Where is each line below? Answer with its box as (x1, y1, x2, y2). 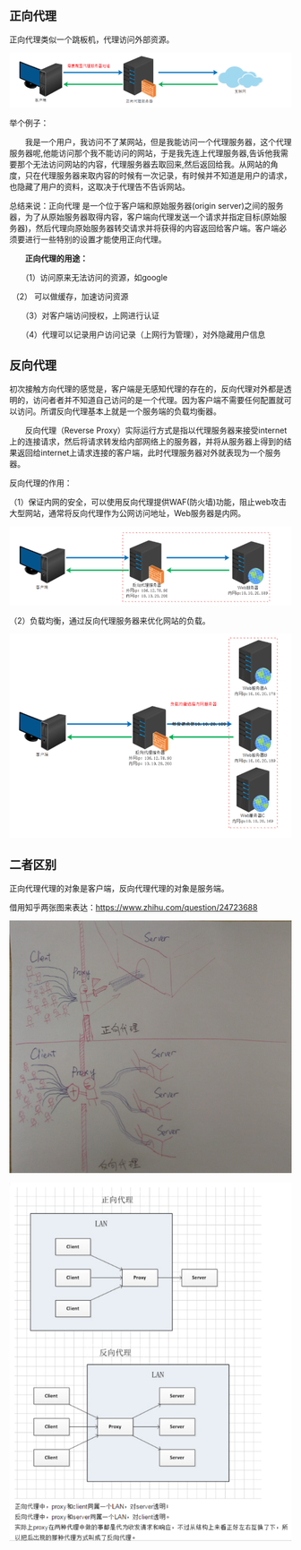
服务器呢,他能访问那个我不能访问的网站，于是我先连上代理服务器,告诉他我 (9, 148, 281, 159)
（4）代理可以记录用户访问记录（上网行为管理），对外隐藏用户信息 (24, 330, 266, 340)
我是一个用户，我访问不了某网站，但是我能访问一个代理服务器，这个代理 (24, 137, 292, 148)
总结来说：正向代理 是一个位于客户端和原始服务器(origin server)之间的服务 (9, 201, 284, 211)
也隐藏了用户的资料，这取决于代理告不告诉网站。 (9, 182, 190, 193)
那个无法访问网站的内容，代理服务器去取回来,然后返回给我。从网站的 (16, 159, 271, 170)
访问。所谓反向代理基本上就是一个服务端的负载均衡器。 (16, 406, 221, 417)
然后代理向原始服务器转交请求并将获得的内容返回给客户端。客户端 (35, 223, 279, 234)
